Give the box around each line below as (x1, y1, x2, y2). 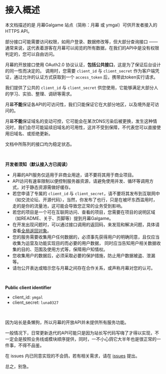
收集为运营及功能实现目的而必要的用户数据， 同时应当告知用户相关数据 (12, 240, 157, 246)
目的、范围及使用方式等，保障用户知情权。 (21, 246, 108, 252)
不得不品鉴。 (18, 342, 44, 348)
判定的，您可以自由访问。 (5, 51, 57, 57)
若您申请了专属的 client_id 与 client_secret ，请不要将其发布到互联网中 (12, 190, 161, 196)
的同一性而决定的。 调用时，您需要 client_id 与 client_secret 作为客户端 (5, 68, 156, 74)
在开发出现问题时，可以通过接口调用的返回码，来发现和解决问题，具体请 (12, 222, 160, 227)
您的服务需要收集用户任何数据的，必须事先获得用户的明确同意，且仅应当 (12, 234, 160, 240)
